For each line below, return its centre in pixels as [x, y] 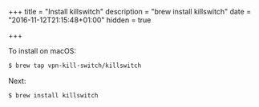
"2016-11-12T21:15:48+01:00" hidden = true [80, 20]
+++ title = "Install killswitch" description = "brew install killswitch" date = [129, 12]
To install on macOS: [42, 51]
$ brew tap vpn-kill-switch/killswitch [75, 65]
